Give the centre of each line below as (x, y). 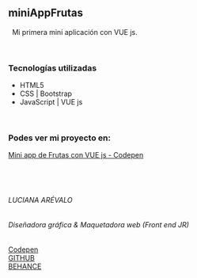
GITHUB (22, 257)
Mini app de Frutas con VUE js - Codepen (76, 155)
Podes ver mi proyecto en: (59, 138)
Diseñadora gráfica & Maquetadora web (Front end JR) (99, 225)
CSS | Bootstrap (46, 93)
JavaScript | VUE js (51, 102)
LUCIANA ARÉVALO (40, 200)
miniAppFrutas (46, 13)
